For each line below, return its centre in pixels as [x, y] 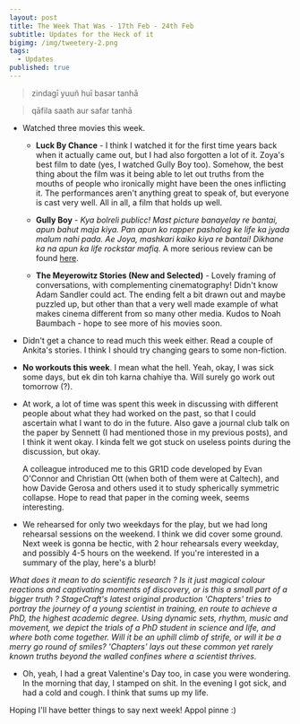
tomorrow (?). [47, 386]
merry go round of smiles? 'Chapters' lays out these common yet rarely [141, 646]
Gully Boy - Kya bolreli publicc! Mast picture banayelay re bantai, [157, 220]
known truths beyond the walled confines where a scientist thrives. [133, 656]
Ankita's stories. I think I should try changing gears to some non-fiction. [154, 350]
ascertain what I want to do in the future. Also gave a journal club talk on [156, 423]
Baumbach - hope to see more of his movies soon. [129, 323]
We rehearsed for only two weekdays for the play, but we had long [145, 524]
